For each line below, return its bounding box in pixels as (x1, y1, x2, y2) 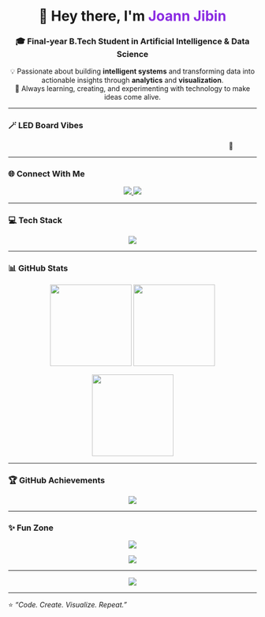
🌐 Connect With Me (8, 168, 85, 179)
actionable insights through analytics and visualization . (41, 75, 224, 85)
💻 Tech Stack (8, 215, 63, 225)
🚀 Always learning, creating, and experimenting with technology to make (14, 84, 251, 93)
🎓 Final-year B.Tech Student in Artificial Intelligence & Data (15, 36, 250, 47)
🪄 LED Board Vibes (8, 120, 84, 131)
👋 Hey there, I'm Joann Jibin (38, 7, 227, 25)
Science (116, 49, 149, 60)
